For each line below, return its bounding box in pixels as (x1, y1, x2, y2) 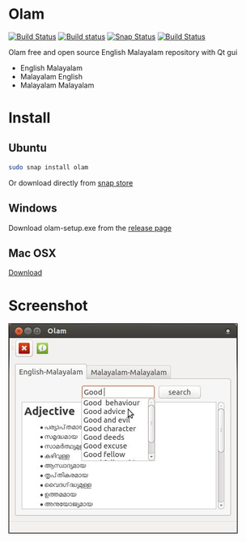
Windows (8, 202, 57, 216)
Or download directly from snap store (8, 177, 134, 187)
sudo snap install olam (8, 163, 89, 171)
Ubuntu (8, 141, 47, 155)
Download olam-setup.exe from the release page (8, 223, 172, 233)
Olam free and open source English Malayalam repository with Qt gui (8, 47, 238, 57)
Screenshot (8, 297, 88, 314)
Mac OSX (8, 246, 57, 260)
